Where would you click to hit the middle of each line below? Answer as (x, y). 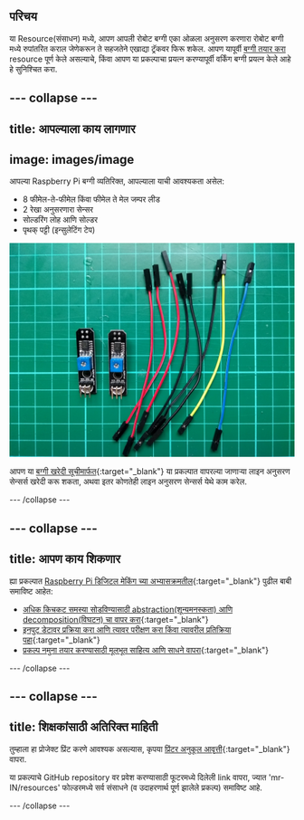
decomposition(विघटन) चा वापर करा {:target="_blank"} (116, 619)
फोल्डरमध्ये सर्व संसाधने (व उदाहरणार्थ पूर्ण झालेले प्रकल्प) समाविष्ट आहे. (162, 787)
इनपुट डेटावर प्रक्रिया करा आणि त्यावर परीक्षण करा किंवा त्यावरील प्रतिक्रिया (127, 629)
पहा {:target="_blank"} (62, 640)
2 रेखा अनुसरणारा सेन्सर (57, 210)
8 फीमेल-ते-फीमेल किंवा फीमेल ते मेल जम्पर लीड (91, 199)
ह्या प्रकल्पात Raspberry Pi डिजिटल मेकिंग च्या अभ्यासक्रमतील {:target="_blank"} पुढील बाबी (151, 581)
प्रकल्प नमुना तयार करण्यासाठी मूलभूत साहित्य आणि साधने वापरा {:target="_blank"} (146, 650)
